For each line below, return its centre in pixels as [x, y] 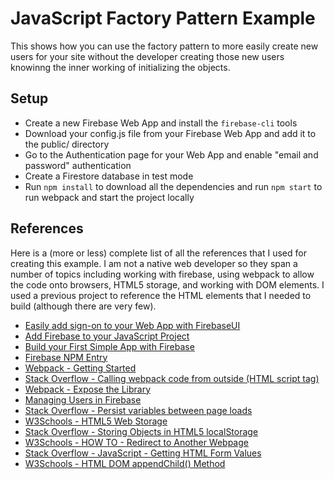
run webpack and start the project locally [109, 197]
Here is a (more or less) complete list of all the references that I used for [158, 253]
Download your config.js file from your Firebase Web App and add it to [170, 133]
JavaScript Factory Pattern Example [163, 18]
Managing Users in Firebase [83, 399]
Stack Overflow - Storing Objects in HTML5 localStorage [141, 431]
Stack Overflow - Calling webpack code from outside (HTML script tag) [172, 378]
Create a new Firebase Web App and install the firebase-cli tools [161, 123]
